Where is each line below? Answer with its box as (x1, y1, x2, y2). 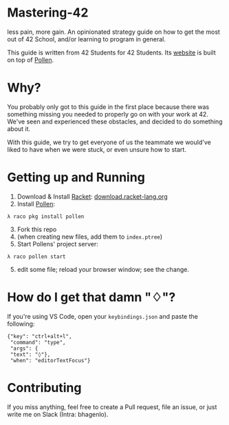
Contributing (7, 379, 82, 395)
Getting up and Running (7, 170, 146, 186)
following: (7, 319, 35, 328)
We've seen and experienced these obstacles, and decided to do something (7, 117, 223, 126)
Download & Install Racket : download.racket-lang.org (17, 192, 168, 201)
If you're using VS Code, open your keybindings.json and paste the (7, 312, 198, 320)
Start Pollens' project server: (17, 239, 98, 248)
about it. (7, 124, 31, 132)
